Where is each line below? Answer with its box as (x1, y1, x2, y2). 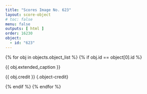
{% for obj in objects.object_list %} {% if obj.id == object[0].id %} (5, 54, 142, 60)
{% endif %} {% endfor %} (5, 83, 61, 89)
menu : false (5, 21, 30, 27)
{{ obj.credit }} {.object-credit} (5, 74, 68, 80)
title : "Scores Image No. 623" (5, 7, 71, 13)
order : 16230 (5, 31, 33, 36)
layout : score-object (5, 12, 51, 17)
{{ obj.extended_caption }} (5, 64, 61, 70)
